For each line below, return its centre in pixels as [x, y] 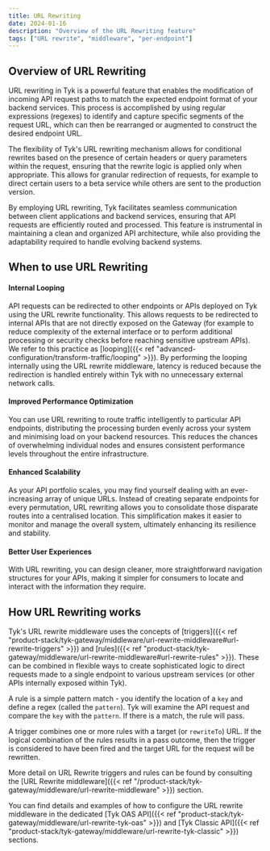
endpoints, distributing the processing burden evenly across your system [130, 428]
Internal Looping [37, 288]
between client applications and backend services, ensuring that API [122, 216]
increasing [26, 499]
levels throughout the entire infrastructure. [79, 454]
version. [22, 192]
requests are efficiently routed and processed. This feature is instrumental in [135, 225]
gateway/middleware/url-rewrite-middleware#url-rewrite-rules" [114, 657]
